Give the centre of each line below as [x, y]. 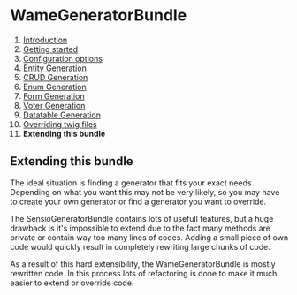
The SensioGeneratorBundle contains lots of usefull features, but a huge [142, 218]
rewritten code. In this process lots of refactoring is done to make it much [144, 273]
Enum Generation [54, 87]
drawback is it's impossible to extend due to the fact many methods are [141, 228]
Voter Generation [54, 105]
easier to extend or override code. [72, 283]
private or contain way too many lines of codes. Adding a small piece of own [149, 237]
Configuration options [62, 58]
